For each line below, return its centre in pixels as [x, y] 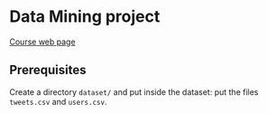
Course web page [42, 42]
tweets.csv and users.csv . [58, 101]
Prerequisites [48, 70]
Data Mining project [85, 17]
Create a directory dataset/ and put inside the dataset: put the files [134, 91]
